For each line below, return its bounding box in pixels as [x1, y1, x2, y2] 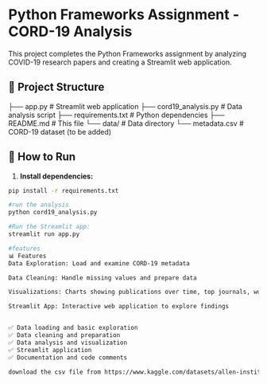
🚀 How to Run [8, 150, 76, 164]
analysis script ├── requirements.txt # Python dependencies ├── [8, 110, 225, 120]
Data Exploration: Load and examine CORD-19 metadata [8, 259, 191, 268]
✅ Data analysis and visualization [8, 339, 128, 347]
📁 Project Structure [8, 80, 105, 94]
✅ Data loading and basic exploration [8, 324, 138, 332]
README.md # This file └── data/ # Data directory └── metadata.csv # [8, 118, 244, 128]
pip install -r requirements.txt [8, 186, 119, 194]
